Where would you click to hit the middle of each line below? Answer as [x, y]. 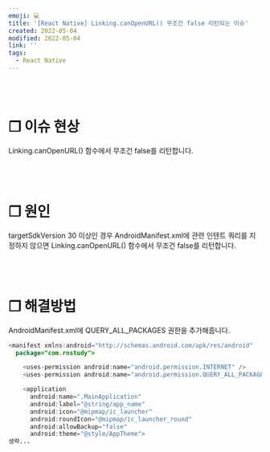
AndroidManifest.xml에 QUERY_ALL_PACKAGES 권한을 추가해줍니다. [119, 330]
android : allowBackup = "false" [78, 426]
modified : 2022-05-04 [45, 38]
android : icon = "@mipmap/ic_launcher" [91, 411]
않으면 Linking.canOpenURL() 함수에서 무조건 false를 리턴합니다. [133, 245]
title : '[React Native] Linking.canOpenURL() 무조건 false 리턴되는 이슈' [129, 23]
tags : [17, 53]
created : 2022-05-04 [43, 31]
